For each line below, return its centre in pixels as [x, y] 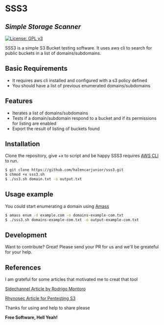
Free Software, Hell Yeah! [31, 318]
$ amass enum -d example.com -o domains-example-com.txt [64, 215]
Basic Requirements [36, 68]
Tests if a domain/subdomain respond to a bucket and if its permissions [84, 118]
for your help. [19, 252]
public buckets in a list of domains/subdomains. [53, 53]
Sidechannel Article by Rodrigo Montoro [46, 289]
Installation [23, 144]
